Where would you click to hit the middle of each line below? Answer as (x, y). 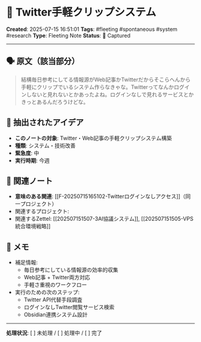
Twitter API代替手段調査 (53, 300)
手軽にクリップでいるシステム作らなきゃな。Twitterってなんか (98, 87)
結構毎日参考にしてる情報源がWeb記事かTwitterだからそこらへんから (106, 79)
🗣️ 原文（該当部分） (43, 61)
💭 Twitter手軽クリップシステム (81, 12)
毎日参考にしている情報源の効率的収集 (71, 270)
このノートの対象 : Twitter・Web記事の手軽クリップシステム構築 (93, 138)
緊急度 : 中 (27, 153)
